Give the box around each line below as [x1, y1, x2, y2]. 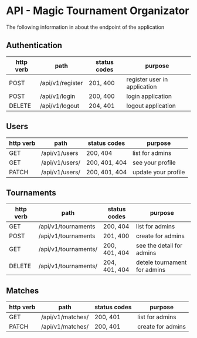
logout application [126, 102, 176, 110]
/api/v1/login [40, 92, 76, 100]
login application [126, 92, 172, 100]
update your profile [132, 168, 185, 176]
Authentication [6, 40, 63, 50]
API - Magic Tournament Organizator [6, 4, 189, 18]
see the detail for [135, 242, 183, 250]
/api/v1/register [40, 79, 83, 87]
